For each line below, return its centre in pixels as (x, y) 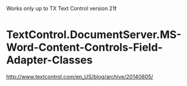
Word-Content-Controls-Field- (85, 47)
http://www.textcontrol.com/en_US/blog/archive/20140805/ (80, 76)
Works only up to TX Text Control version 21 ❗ (61, 8)
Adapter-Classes (49, 60)
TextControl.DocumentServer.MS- (94, 35)
